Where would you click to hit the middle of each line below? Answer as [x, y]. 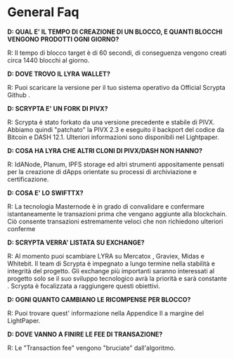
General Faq [43, 12]
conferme [21, 228]
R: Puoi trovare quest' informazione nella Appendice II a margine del [106, 313]
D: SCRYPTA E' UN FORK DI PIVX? [58, 108]
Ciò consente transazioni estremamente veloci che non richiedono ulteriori [115, 221]
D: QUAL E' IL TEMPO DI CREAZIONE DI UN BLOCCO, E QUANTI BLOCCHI [115, 32]
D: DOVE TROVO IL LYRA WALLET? [59, 74]
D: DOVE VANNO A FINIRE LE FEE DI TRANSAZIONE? [85, 334]
